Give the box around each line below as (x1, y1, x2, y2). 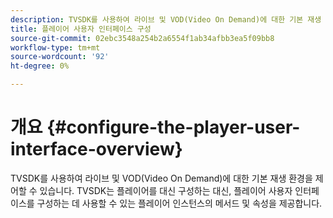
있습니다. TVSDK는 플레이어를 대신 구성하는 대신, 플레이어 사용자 (39, 184, 293, 196)
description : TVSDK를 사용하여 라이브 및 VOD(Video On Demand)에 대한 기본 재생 (10, 14, 322, 25)
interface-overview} (10, 138, 183, 161)
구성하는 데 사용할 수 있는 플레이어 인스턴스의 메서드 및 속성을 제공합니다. (36, 197, 323, 209)
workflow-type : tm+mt (10, 42, 101, 53)
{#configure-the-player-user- (46, 116, 301, 139)
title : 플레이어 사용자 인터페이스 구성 (10, 24, 152, 34)
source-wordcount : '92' (10, 52, 110, 62)
